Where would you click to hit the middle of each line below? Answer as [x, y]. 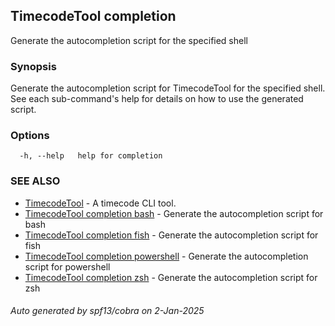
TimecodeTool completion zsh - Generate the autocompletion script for [171, 277]
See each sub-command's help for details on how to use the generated [157, 99]
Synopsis [33, 66]
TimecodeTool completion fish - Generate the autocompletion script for [171, 235]
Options [30, 136]
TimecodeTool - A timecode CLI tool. [100, 203]
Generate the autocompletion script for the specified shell [129, 40]
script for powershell [67, 266]
